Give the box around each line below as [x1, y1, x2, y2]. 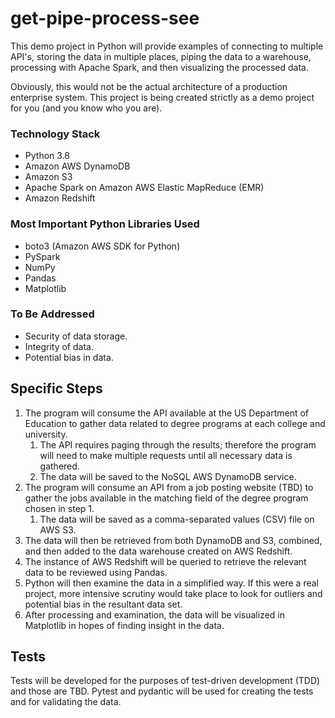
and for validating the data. [10, 696, 122, 708]
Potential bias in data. [24, 351, 114, 363]
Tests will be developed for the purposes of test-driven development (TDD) [10, 675, 321, 687]
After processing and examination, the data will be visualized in [24, 608, 285, 621]
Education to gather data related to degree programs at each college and [24, 417, 326, 429]
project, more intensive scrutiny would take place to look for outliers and [24, 587, 323, 599]
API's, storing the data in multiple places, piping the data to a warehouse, [10, 50, 312, 62]
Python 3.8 [24, 150, 70, 162]
